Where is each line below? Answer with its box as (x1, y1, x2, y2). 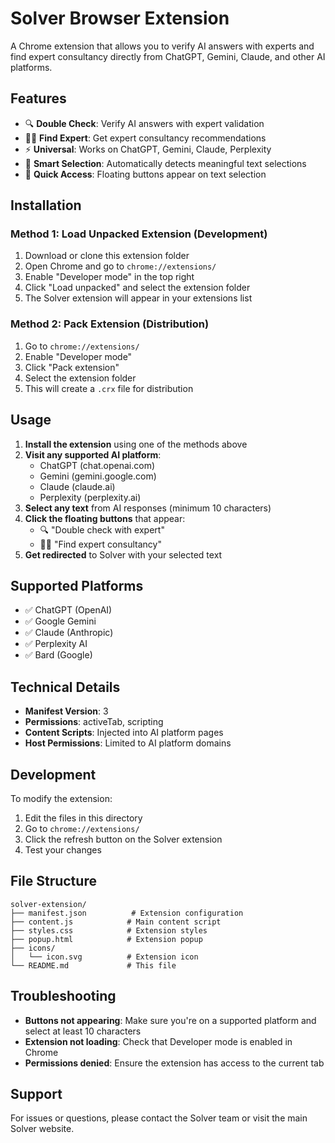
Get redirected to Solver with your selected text (24, 548, 223, 561)
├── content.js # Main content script (10, 917, 222, 927)
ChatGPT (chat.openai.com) (39, 459, 156, 471)
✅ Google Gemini (24, 615, 97, 627)
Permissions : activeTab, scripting (24, 716, 164, 728)
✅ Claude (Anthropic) (24, 627, 114, 639)
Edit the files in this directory (24, 812, 143, 824)
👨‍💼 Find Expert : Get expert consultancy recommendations (24, 132, 267, 144)
